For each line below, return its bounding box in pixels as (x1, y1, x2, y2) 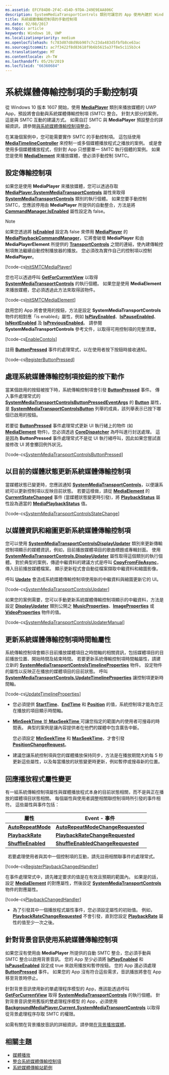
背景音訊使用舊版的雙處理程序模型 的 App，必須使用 (9, 998, 118, 1004)
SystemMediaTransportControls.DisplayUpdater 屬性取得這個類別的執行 (5, 553, 158, 559)
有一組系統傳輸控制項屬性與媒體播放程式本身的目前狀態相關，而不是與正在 (5, 789, 159, 795)
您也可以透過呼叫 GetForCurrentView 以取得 (5, 274, 98, 280)
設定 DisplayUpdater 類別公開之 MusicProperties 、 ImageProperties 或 (5, 603, 154, 609)
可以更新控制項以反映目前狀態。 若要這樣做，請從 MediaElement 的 (9, 488, 150, 494)
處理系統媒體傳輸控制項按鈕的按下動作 (5, 373, 124, 381)
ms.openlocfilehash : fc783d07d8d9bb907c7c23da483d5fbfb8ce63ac (5, 40, 141, 45)
